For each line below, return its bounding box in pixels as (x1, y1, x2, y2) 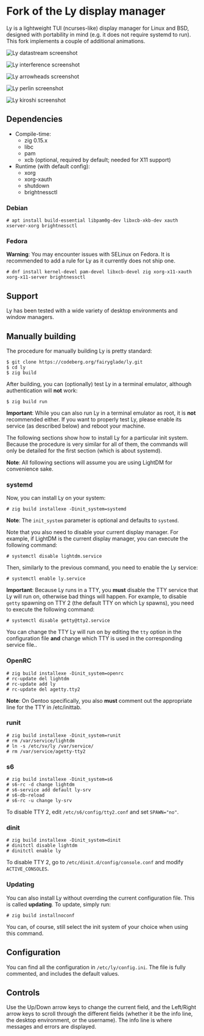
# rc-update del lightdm (6, 675, 69, 682)
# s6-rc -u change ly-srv (6, 798, 72, 804)
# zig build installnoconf (6, 912, 75, 918)
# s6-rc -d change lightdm (6, 781, 75, 788)
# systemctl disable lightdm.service (6, 553, 102, 560)
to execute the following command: (6, 606, 95, 613)
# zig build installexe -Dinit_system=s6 (6, 777, 113, 783)
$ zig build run (6, 398, 47, 404)
